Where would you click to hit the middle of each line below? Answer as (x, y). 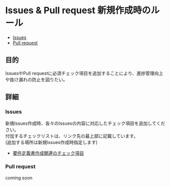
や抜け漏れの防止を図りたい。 (36, 80)
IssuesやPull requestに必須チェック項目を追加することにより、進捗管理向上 (84, 73)
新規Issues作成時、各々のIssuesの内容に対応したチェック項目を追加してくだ (85, 123)
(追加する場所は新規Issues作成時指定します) (52, 142)
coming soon (19, 177)
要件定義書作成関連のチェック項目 (48, 153)
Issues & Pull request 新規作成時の (78, 10)
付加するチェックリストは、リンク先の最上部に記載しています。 (72, 136)
